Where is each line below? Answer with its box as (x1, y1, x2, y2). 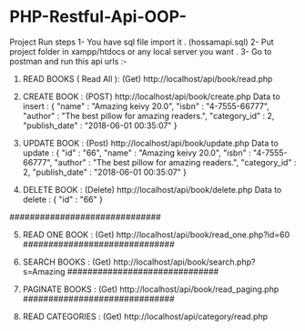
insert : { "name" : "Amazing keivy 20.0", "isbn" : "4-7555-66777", (22, 100, 270, 111)
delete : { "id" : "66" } (22, 194, 103, 205)
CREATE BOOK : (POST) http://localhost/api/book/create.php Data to (22, 91, 280, 102)
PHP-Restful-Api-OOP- (9, 6, 187, 27)
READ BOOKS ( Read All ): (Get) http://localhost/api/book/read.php (22, 73, 273, 84)
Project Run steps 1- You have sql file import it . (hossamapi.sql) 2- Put (9, 36, 275, 47)
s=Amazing (22, 266, 66, 276)
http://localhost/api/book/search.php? (113, 256, 256, 267)
